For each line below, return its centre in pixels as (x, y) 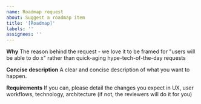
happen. (17, 76)
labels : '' (20, 29)
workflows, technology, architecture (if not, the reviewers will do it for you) (99, 94)
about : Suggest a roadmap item (46, 18)
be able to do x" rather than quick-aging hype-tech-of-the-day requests (96, 58)
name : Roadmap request (35, 12)
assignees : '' (24, 34)
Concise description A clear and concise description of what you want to (98, 70)
